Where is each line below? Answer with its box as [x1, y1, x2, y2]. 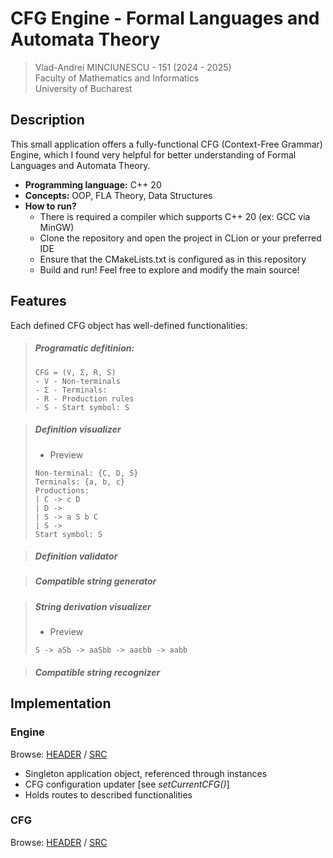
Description [10, 112, 85, 129]
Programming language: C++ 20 [24, 178, 162, 191]
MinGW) [39, 221, 75, 233]
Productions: [34, 485, 90, 496]
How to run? [24, 200, 77, 212]
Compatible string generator [34, 575, 157, 587]
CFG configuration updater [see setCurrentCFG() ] [24, 778, 230, 790]
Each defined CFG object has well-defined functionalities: [10, 319, 248, 331]
